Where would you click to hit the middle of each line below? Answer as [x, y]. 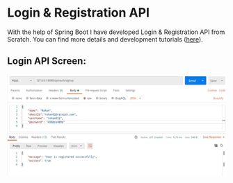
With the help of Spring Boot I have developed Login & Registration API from [116, 32]
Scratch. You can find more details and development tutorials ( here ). [105, 39]
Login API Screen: [47, 61]
